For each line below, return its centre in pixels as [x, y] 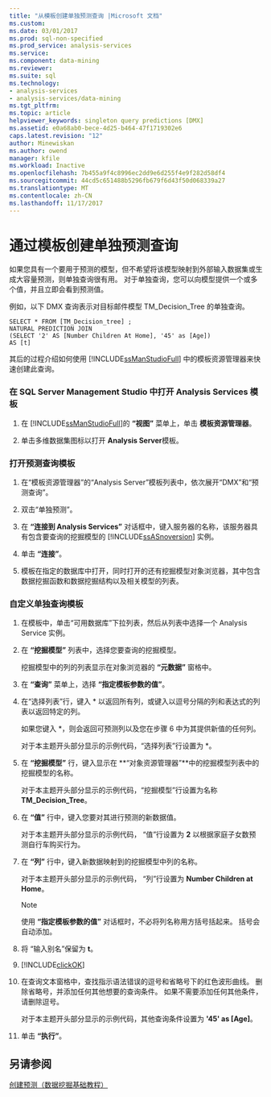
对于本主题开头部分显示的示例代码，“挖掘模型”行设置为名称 [119, 790]
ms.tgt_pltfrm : [35, 106]
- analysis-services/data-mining [65, 98]
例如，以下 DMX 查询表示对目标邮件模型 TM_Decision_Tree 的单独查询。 [129, 306]
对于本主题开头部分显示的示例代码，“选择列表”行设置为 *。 [118, 746]
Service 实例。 [45, 633]
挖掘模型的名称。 [49, 773]
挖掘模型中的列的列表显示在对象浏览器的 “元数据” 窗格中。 [118, 667]
